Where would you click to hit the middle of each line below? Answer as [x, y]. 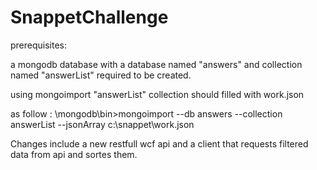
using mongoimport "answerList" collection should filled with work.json [157, 94]
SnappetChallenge [89, 17]
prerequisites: [39, 45]
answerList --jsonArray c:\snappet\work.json [102, 124]
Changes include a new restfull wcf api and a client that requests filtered [159, 143]
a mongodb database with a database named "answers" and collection [156, 64]
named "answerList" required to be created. [101, 75]
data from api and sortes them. [74, 154]
